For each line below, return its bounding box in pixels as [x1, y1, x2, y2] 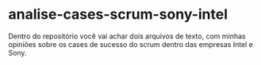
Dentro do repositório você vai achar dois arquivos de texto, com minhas [8, 31, 246, 41]
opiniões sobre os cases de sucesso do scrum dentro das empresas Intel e [8, 39, 254, 49]
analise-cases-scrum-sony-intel [8, 5, 228, 23]
